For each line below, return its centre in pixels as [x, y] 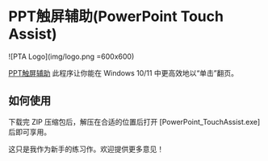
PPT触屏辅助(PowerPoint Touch [116, 17]
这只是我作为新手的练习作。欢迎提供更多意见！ [86, 149]
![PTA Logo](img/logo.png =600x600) [71, 56]
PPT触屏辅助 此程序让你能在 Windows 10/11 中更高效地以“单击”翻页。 [123, 72]
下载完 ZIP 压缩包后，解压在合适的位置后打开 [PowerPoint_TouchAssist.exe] [134, 122]
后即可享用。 [29, 132]
